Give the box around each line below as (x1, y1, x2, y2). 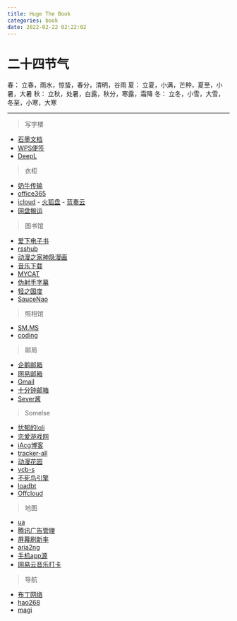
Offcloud (17, 489, 44, 498)
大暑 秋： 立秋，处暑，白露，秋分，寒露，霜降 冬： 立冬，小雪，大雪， (19, 90, 224, 98)
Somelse (24, 409, 51, 418)
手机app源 (17, 552, 48, 560)
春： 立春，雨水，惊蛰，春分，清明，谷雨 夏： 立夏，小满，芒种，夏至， (7, 81, 217, 89)
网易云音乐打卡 (17, 560, 61, 569)
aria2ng (17, 543, 40, 552)
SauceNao (17, 295, 48, 304)
